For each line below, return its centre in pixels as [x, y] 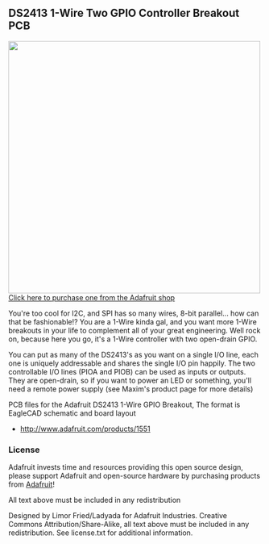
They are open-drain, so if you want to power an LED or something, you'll [130, 380]
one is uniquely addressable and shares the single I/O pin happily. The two [132, 363]
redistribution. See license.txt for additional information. [101, 533]
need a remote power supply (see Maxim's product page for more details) [131, 389]
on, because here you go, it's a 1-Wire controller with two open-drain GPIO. [133, 339]
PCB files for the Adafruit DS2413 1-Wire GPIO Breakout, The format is [124, 404]
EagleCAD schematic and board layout [72, 413]
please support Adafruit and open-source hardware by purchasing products [134, 476]
